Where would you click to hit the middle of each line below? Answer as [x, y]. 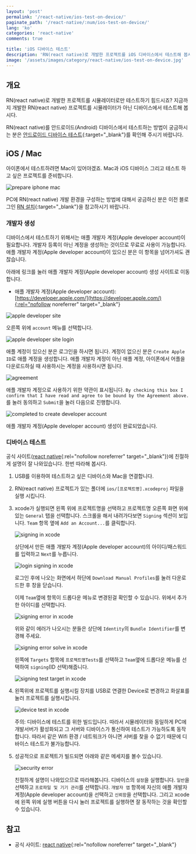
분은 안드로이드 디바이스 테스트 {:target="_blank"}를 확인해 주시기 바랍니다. [98, 135]
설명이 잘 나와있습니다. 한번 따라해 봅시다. [60, 463]
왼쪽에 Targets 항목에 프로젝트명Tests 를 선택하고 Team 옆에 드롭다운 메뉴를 [97, 659]
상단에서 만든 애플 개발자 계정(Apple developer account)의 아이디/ [91, 546]
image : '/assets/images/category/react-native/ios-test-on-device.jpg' [95, 60]
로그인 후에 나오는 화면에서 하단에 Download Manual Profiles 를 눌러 [92, 577]
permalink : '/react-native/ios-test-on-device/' [66, 17]
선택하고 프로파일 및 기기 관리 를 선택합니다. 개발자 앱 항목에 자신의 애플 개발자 [101, 787]
